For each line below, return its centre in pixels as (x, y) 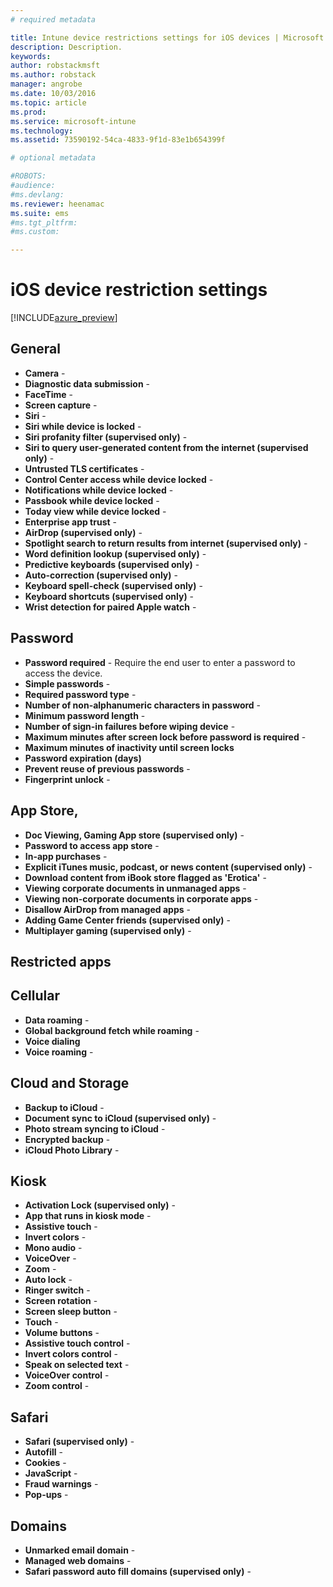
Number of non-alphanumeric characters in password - (143, 705)
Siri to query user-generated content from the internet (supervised (166, 447)
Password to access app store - (92, 845)
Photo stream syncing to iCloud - (95, 1128)
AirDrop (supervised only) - (83, 532)
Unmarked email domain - (80, 1550)
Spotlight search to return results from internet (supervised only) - (166, 543)
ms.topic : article (48, 102)
